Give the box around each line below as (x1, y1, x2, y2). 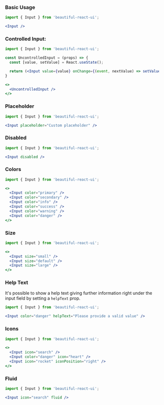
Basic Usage (5, 4, 36, 11)
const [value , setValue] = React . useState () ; (9, 60, 104, 65)
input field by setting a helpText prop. (5, 295, 81, 301)
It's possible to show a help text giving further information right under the (5, 290, 153, 296)
